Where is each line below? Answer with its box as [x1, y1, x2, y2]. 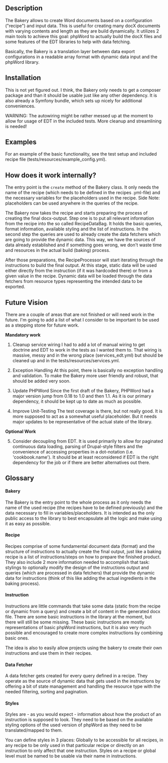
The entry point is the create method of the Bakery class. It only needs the [5, 184, 159, 190]
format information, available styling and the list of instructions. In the [5, 226, 149, 232]
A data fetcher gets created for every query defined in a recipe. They [5, 673, 148, 679]
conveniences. [5, 103, 36, 109]
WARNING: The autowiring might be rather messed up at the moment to [5, 112, 153, 118]
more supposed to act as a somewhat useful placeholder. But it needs [12, 413, 157, 419]
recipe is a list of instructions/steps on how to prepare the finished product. [5, 554, 161, 560]
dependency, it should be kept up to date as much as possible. [12, 398, 142, 404]
